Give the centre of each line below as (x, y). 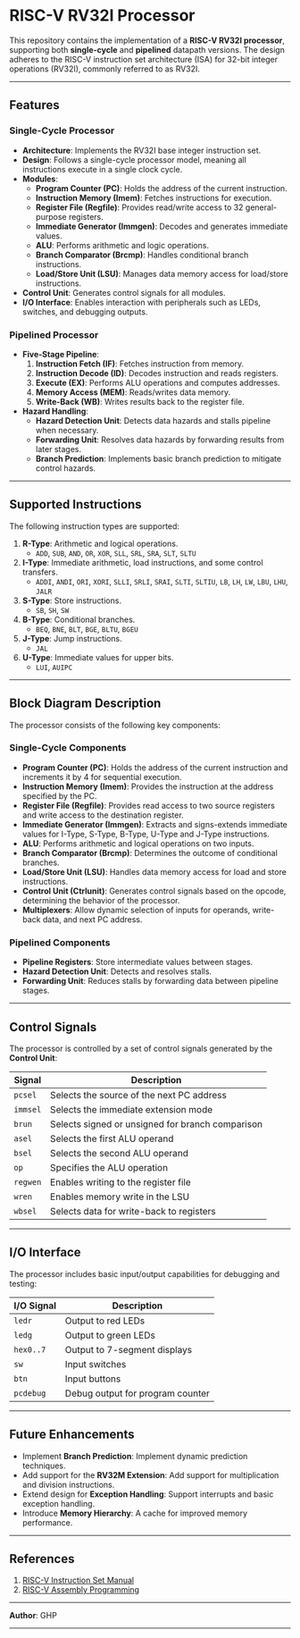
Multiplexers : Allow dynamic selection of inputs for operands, (136, 910)
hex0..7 (30, 1349)
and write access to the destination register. (103, 815)
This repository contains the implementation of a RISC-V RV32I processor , (147, 40)
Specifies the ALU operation (109, 1167)
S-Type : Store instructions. (72, 601)
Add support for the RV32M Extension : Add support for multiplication (150, 1474)
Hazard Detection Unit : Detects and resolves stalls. (117, 971)
